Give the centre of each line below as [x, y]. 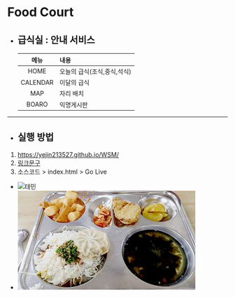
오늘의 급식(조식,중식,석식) [95, 71]
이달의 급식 [74, 82]
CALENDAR [37, 82]
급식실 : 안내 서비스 [56, 40]
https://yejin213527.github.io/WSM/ [68, 154]
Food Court [41, 12]
